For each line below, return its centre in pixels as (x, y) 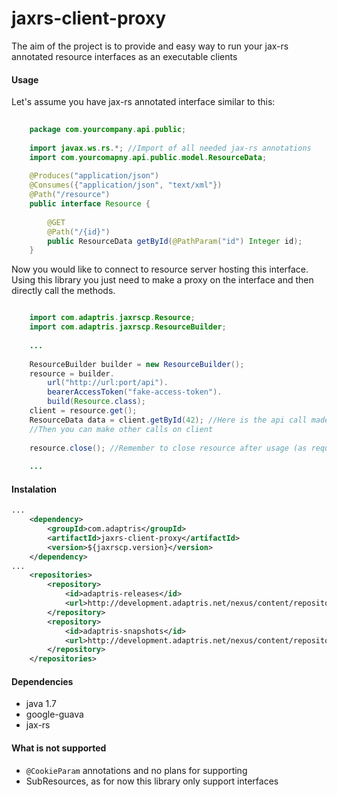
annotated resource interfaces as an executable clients (124, 56)
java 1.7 (41, 704)
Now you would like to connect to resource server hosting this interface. (160, 269)
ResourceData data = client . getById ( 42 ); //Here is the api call (168, 420)
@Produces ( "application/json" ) (94, 176)
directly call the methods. (63, 291)
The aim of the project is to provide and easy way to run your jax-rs (150, 46)
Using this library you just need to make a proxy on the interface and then (162, 280)
